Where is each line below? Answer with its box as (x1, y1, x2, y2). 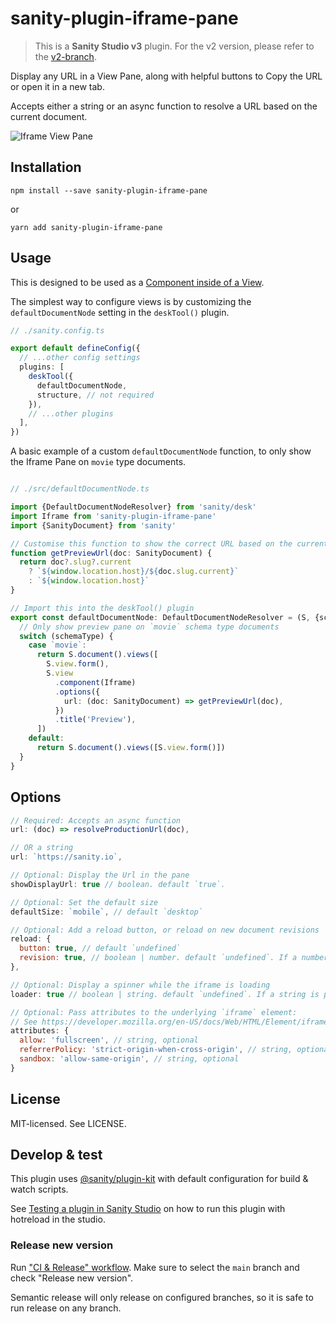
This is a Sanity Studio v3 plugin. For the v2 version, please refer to (34, 40, 315, 52)
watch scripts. (10, 1183, 69, 1196)
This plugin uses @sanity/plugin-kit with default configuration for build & (10, 1173, 309, 1185)
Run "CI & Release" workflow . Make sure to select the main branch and (10, 1261, 300, 1273)
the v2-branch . (34, 50, 97, 62)
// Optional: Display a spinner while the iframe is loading (10, 980, 271, 990)
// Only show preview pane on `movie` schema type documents (19, 622, 280, 632)
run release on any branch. (10, 1302, 122, 1314)
